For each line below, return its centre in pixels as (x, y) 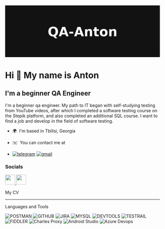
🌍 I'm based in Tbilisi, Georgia (44, 131)
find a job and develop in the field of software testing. (59, 121)
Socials (14, 166)
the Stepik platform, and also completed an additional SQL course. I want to (82, 116)
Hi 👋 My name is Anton (52, 76)
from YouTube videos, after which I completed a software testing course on (81, 110)
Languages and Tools (27, 207)
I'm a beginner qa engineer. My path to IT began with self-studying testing (80, 105)
